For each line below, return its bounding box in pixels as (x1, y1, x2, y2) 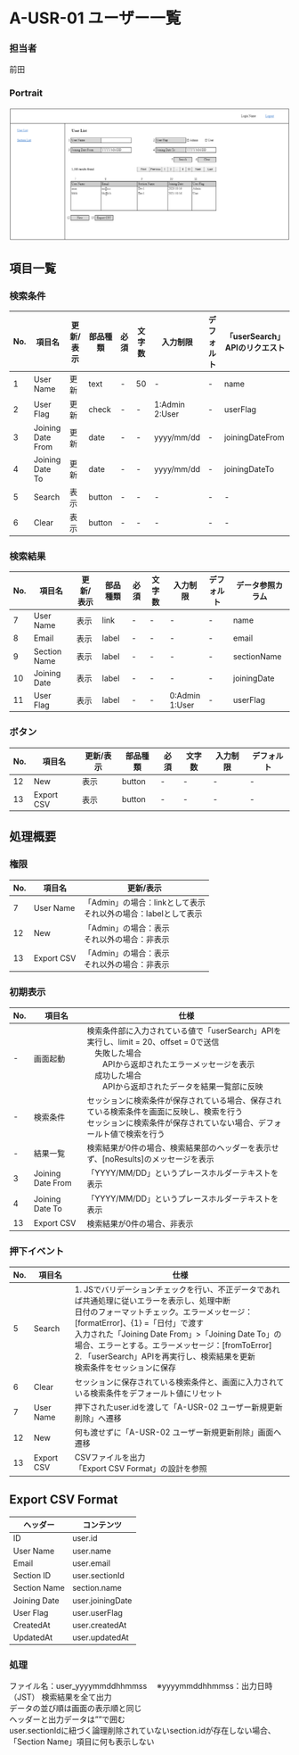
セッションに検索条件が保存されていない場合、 (86, 1117, 259, 1128)
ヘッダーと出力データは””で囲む (9, 1714, 126, 1725)
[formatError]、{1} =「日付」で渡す (74, 1318, 205, 1329)
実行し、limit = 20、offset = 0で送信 (86, 1036, 220, 1047)
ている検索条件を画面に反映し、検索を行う (86, 1105, 243, 1116)
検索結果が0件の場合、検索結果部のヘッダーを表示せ (86, 1143, 279, 1153)
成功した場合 (94, 1070, 142, 1080)
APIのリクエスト (224, 342, 286, 352)
